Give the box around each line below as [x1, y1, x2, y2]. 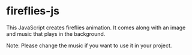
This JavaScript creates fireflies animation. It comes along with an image [6, 24, 186, 31]
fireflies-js [6, 4, 60, 18]
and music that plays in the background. [6, 30, 106, 37]
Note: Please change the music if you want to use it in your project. [6, 42, 172, 49]
